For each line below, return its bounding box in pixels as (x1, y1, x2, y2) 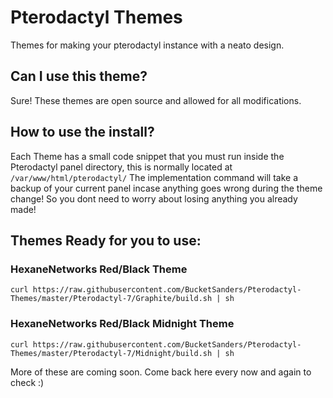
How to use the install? (10, 124, 155, 141)
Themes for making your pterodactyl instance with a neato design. (10, 39, 285, 51)
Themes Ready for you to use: (10, 232, 202, 249)
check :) (10, 376, 45, 388)
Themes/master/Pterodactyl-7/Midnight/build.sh (10, 348, 213, 358)
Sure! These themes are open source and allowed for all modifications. (10, 94, 302, 106)
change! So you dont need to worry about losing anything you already (10, 192, 298, 205)
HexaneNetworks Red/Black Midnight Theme (10, 317, 235, 331)
